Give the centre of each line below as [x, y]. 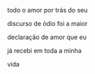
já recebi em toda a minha [44, 51]
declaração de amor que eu [47, 37]
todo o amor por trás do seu [47, 10]
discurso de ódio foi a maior [47, 23]
